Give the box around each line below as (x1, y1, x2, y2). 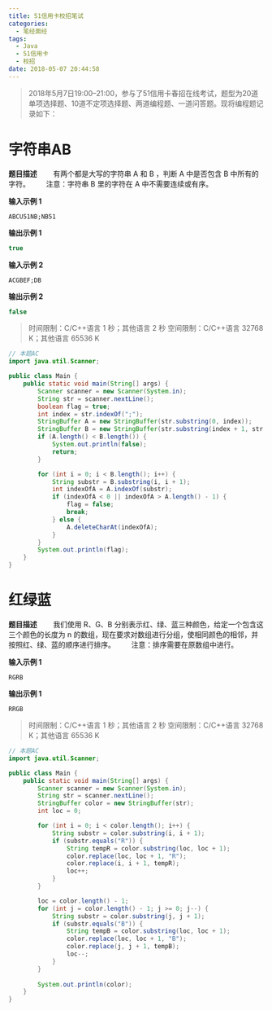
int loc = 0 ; (37, 807, 82, 815)
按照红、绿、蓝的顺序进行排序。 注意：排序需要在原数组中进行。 (8, 640, 238, 649)
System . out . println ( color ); (37, 980, 132, 988)
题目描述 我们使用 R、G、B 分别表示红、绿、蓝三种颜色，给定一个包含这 (8, 620, 264, 629)
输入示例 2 (8, 260, 44, 270)
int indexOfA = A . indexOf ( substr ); (51, 486, 173, 494)
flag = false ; (66, 500, 114, 509)
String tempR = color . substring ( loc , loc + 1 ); (66, 844, 231, 852)
